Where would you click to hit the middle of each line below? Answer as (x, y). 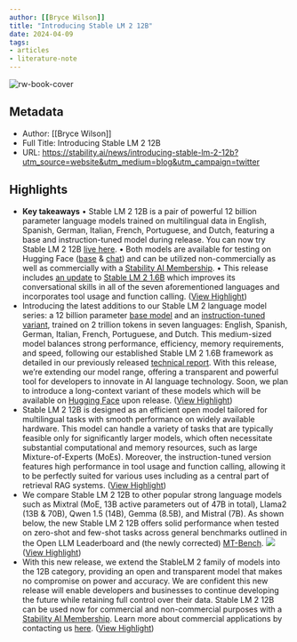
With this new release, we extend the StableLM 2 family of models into (151, 562)
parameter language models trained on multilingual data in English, (144, 221)
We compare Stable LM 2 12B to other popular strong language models (152, 494)
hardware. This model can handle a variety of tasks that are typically (148, 429)
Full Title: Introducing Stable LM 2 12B (92, 142)
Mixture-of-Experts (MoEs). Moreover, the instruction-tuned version (146, 457)
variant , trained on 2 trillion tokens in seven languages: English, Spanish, (154, 325)
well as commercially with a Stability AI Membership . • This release (145, 268)
